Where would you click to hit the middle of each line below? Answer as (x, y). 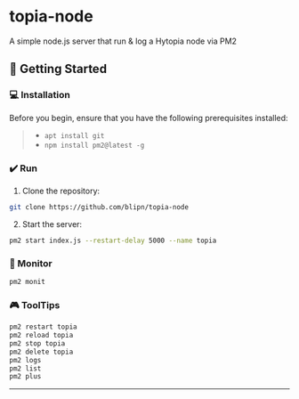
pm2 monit (28, 281)
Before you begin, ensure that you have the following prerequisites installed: (149, 118)
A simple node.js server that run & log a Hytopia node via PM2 (123, 41)
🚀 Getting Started (58, 69)
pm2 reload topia (41, 336)
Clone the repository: (61, 191)
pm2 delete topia (41, 352)
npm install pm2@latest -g (94, 145)
